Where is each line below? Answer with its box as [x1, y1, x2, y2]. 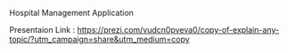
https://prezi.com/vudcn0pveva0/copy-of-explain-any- [77, 25, 279, 34]
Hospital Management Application [9, 8, 134, 18]
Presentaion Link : [9, 25, 76, 34]
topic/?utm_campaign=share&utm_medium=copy [9, 34, 190, 44]
